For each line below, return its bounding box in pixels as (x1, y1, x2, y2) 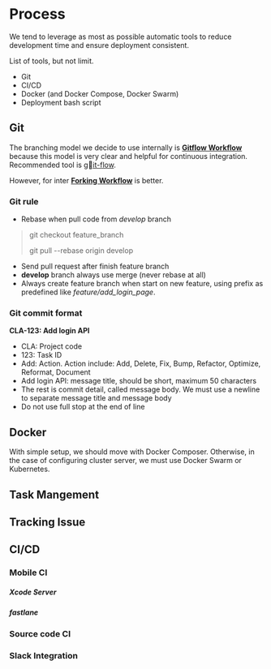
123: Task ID (20, 350, 62, 360)
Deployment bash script (20, 97, 101, 107)
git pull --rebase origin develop (28, 246, 133, 255)
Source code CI (9, 628, 71, 639)
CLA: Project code (20, 341, 83, 351)
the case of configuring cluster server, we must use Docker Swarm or (9, 456, 243, 465)
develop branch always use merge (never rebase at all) (20, 270, 206, 280)
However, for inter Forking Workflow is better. (9, 175, 164, 185)
